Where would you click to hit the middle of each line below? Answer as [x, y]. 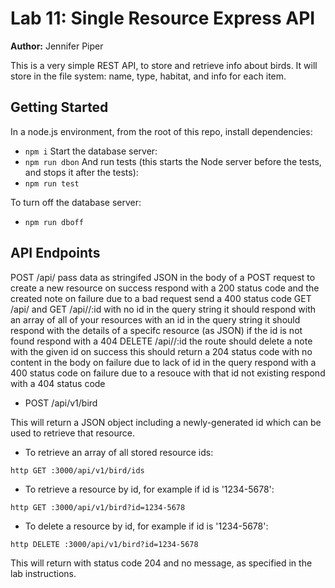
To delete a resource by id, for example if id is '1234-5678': [146, 526]
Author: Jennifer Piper [57, 46]
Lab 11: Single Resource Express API [163, 18]
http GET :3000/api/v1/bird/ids [77, 470]
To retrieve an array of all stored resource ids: [119, 452]
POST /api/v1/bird [61, 403]
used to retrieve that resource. [73, 433]
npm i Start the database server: [91, 151]
